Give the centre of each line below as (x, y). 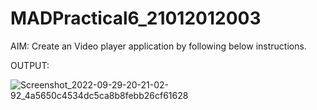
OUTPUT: (30, 65)
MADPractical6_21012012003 (136, 18)
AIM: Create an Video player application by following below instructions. (158, 46)
